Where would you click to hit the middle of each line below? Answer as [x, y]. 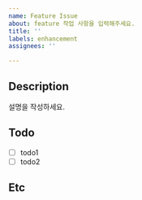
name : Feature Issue [43, 16]
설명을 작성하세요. [37, 107]
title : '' [25, 31]
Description [39, 86]
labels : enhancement [43, 39]
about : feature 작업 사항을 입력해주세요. [72, 24]
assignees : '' [32, 46]
